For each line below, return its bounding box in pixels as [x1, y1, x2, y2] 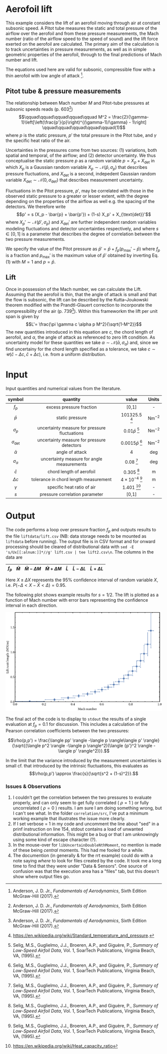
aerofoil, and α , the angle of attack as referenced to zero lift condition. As [5, 334, 156, 341]
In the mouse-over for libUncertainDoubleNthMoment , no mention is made [12, 842, 162, 847]
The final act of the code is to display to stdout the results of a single [5, 716, 147, 722]
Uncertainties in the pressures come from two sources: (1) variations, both [5, 147, 158, 153]
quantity [62, 396, 81, 403]
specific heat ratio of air [47, 484, 96, 490]
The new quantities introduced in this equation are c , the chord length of [5, 329, 154, 335]
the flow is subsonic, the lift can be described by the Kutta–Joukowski [5, 297, 148, 303]
